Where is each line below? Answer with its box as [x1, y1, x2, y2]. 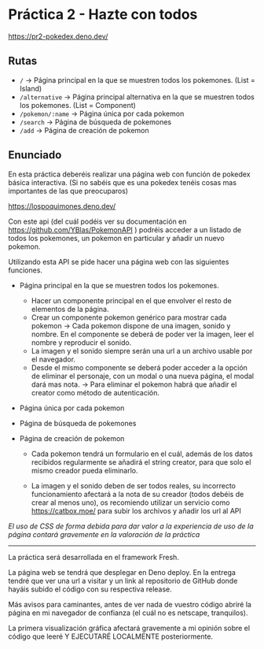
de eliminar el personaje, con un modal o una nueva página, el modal [31, 371, 254, 380]
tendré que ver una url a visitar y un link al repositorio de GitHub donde [8, 576, 238, 585]
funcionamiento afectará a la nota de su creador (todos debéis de [31, 489, 244, 499]
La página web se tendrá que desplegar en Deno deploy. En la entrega [8, 567, 236, 577]
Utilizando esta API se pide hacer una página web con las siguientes [8, 257, 229, 266]
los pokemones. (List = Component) [19, 100, 136, 109]
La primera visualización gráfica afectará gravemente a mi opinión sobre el [8, 623, 250, 632]
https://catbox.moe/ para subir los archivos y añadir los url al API [31, 506, 242, 515]
